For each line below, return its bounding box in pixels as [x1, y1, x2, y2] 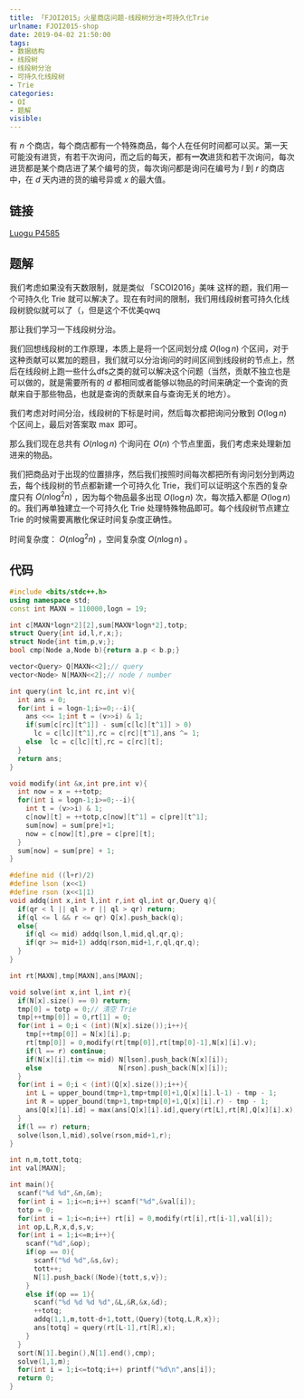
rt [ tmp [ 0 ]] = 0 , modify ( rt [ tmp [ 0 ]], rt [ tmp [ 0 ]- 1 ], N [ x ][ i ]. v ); [25, 1038, 258, 1047]
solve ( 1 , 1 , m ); [17, 1356, 71, 1366]
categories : [9, 89, 54, 98]
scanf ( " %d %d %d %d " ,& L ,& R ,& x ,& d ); [33, 1298, 168, 1308]
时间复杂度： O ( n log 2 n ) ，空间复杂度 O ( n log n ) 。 [9, 532, 193, 545]
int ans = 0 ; [17, 695, 67, 704]
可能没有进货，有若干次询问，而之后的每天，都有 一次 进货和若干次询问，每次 [9, 151, 295, 163]
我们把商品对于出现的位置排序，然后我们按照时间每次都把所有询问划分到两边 [9, 468, 295, 480]
